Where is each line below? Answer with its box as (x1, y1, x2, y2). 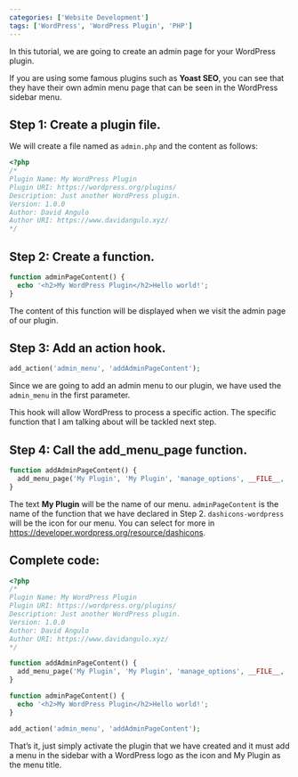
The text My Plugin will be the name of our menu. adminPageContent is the (9, 498, 279, 509)
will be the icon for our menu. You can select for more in (9, 518, 215, 528)
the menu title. (9, 759, 62, 770)
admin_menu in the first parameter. (9, 389, 131, 401)
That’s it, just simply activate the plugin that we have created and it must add (9, 740, 290, 751)
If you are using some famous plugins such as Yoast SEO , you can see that (9, 72, 285, 83)
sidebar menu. (9, 91, 62, 102)
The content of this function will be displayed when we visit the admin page (9, 305, 286, 316)
